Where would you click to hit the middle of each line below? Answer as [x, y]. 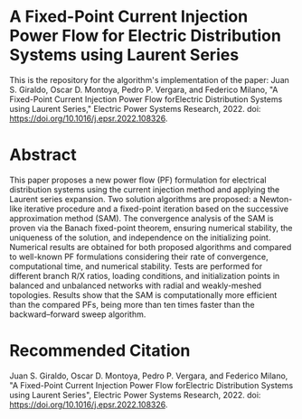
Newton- [276, 199]
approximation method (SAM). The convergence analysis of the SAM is [142, 218]
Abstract [43, 155]
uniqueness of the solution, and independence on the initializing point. [140, 237]
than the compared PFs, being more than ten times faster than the [132, 304]
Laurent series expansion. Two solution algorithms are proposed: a [133, 199]
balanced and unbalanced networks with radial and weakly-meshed [136, 285]
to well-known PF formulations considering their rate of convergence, [139, 256]
